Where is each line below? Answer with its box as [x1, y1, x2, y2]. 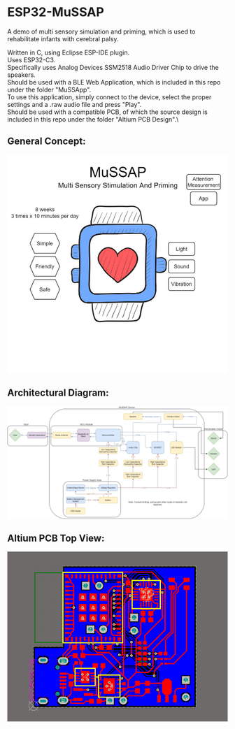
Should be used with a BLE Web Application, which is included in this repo [7, 78, 221, 86]
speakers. [7, 71, 36, 79]
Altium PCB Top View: [7, 533, 105, 544]
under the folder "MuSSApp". [7, 85, 92, 94]
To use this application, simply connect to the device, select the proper [7, 92, 212, 101]
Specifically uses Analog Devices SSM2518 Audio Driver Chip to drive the [7, 63, 219, 71]
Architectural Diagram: [7, 387, 110, 398]
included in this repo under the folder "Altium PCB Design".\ [7, 115, 179, 123]
